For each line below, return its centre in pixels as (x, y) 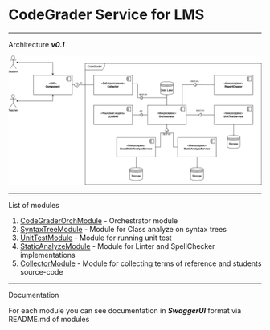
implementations (47, 255)
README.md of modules (49, 319)
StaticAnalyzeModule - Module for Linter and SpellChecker (117, 246)
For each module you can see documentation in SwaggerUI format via (125, 310)
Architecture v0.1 (37, 44)
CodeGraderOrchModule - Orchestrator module (99, 220)
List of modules (34, 205)
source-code (41, 271)
